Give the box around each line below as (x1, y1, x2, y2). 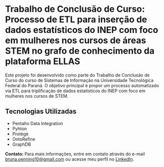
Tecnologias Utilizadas (5, 107, 77, 116)
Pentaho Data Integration (12, 120, 63, 126)
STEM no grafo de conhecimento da (5, 45, 155, 57)
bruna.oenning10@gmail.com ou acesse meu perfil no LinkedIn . (5, 156, 134, 162)
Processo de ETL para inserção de (5, 14, 147, 25)
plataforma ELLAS (5, 56, 80, 67)
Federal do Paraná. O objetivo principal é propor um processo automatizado (5, 82, 159, 88)
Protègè (12, 131, 29, 136)
